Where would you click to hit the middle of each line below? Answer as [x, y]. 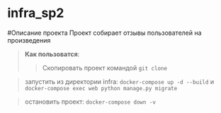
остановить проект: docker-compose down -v [90, 102]
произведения [29, 40]
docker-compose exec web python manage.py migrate [101, 88]
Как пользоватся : [52, 54]
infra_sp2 [36, 13]
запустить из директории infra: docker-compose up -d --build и [119, 81]
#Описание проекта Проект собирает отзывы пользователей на [104, 33]
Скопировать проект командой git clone [105, 68]
